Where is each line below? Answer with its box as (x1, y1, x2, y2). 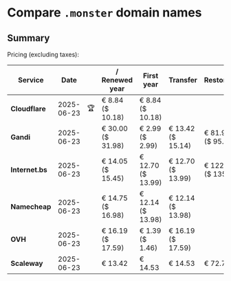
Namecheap (10, 202, 52, 211)
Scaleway (10, 259, 43, 268)
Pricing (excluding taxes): (7, 50, 80, 58)
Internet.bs (10, 165, 48, 175)
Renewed (101, 76, 133, 85)
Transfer (168, 76, 198, 85)
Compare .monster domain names (7, 5, 202, 21)
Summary (7, 32, 50, 44)
